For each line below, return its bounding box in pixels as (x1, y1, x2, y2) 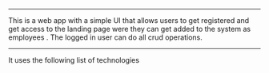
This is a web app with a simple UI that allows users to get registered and (8, 16, 250, 25)
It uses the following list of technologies (8, 56, 140, 64)
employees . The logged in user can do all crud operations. (8, 33, 203, 42)
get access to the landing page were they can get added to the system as (8, 25, 251, 33)
